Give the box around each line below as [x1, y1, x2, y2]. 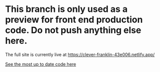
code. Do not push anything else [5, 25, 142, 36]
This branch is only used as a [5, 3, 128, 15]
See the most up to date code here [5, 61, 77, 67]
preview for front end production [5, 14, 143, 25]
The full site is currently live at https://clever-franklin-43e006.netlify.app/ [5, 51, 155, 58]
